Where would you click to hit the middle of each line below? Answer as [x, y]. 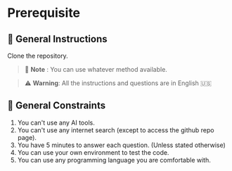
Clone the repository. [38, 56]
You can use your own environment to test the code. [93, 152]
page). [27, 137]
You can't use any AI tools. [56, 122]
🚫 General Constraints [57, 106]
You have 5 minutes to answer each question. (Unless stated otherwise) [122, 145]
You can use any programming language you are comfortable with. [114, 160]
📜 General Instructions [57, 39]
